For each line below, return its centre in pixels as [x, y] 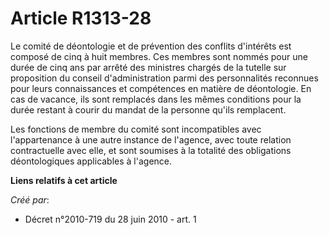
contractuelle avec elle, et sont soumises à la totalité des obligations [151, 150]
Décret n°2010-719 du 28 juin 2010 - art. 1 [110, 219]
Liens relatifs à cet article [64, 180]
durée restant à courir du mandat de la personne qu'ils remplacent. [148, 109]
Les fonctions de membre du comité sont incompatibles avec [136, 129]
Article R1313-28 [81, 18]
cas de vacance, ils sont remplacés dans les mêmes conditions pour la [156, 99]
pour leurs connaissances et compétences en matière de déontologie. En [161, 88]
